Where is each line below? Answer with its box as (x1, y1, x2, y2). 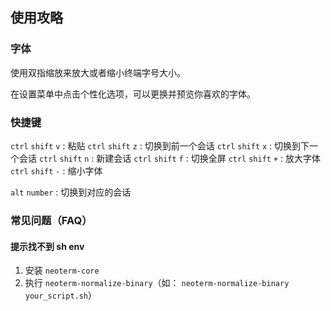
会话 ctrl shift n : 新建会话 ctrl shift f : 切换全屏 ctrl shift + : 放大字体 (18, 152, 322, 164)
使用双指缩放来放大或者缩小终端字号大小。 (10, 66, 186, 78)
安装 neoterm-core (24, 264, 100, 277)
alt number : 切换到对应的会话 (10, 186, 132, 198)
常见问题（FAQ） (10, 213, 93, 227)
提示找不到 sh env (10, 240, 85, 252)
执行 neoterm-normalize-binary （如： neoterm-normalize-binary (24, 277, 290, 289)
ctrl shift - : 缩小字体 (10, 164, 103, 177)
